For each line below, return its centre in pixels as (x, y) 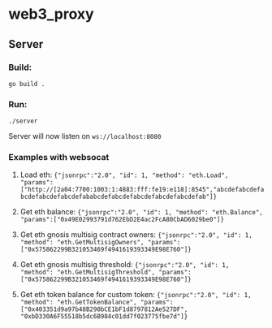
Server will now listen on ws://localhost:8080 (85, 136)
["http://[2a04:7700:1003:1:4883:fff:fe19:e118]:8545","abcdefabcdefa (142, 190)
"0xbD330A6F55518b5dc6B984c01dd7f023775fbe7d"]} (104, 317)
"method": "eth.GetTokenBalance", (78, 302)
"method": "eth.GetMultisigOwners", (82, 243)
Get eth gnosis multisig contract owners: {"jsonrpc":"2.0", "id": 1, (136, 235)
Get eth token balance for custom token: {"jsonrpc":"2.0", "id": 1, (136, 295)
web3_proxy (52, 14)
